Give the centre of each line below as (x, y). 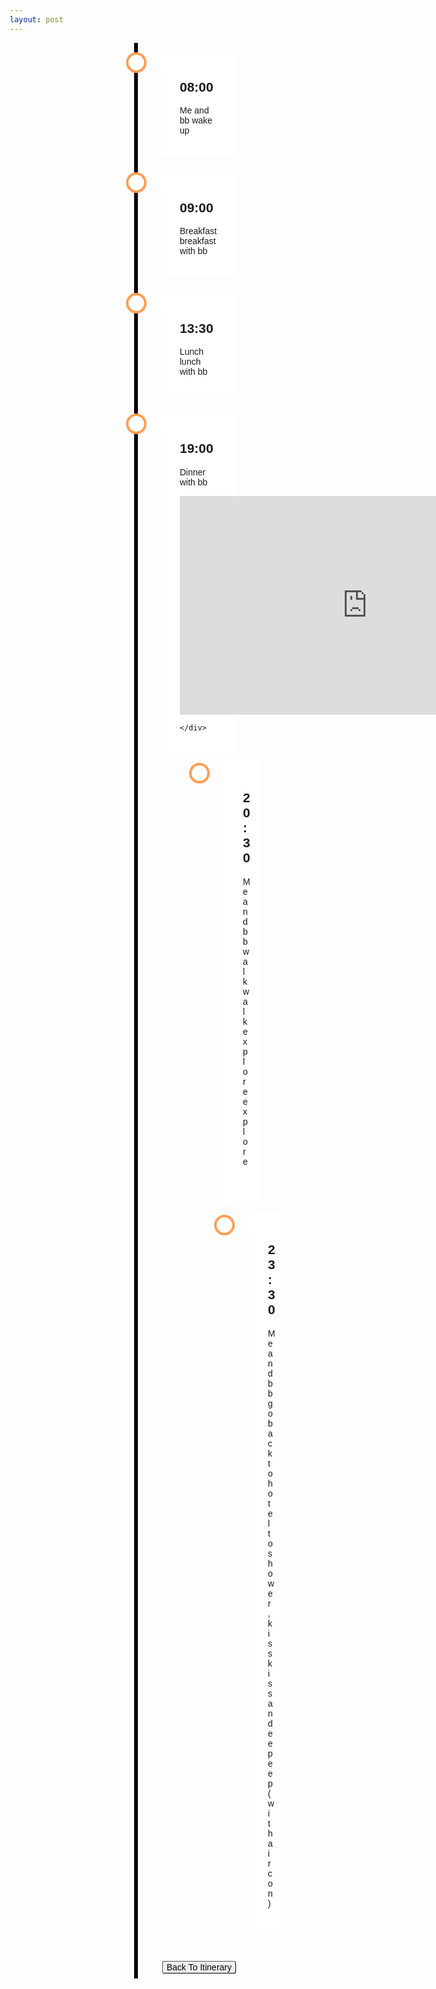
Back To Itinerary (199, 1967)
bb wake (196, 120)
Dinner (192, 472)
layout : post (36, 19)
